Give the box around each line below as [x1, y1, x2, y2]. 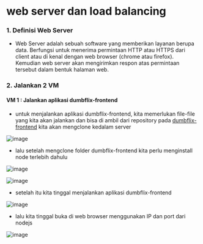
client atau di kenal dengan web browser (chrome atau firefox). [15, 53, 174, 61]
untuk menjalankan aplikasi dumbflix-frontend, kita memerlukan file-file [15, 110, 196, 117]
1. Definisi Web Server [6, 26, 73, 35]
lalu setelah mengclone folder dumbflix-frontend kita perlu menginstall [15, 147, 193, 154]
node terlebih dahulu [15, 153, 68, 160]
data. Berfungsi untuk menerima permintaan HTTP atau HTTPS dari [15, 46, 185, 54]
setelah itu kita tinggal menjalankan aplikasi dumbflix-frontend [15, 188, 172, 196]
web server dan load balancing [6, 4, 166, 18]
